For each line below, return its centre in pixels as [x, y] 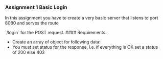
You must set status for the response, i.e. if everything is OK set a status [85, 47]
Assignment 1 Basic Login [36, 7]
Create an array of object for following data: [56, 42]
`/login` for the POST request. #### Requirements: [56, 33]
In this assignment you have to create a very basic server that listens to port [81, 18]
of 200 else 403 [28, 52]
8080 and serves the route [32, 23]
